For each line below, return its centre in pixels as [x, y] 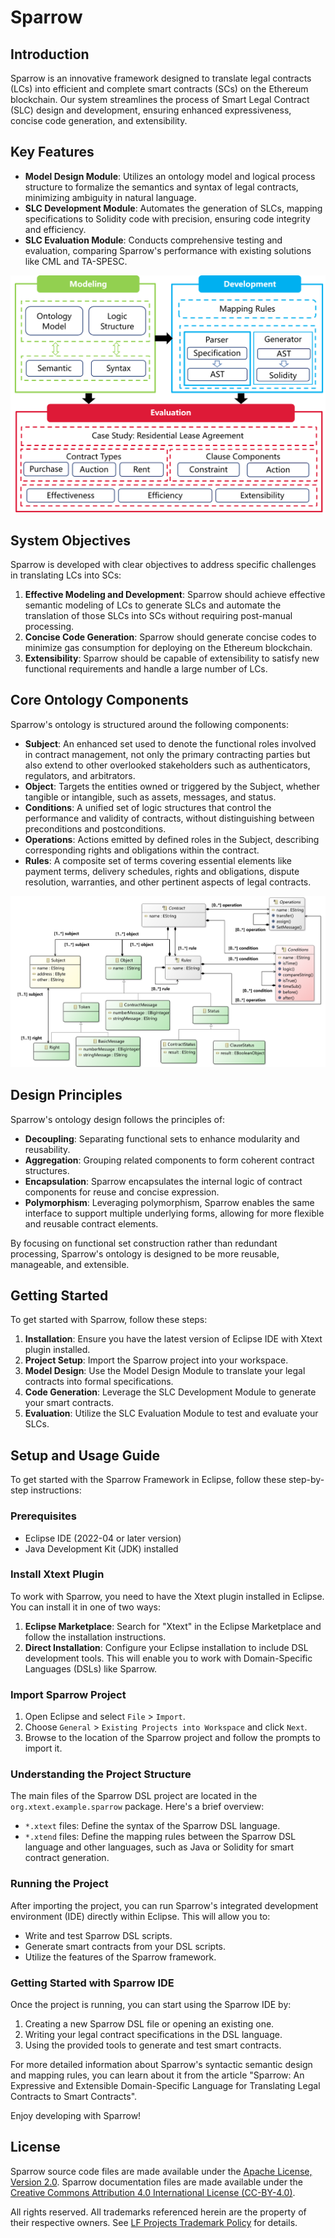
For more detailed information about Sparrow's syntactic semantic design [161, 2065]
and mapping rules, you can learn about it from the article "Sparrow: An [157, 2075]
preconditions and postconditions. [95, 828]
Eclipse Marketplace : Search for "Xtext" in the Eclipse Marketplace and [173, 1626]
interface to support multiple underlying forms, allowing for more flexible [174, 1213]
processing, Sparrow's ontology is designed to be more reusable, [145, 1253]
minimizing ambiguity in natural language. [110, 197]
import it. [43, 1748]
